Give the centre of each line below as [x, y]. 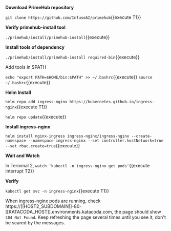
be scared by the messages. [35, 223]
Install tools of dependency [35, 47]
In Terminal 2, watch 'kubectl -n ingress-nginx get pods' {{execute [78, 166]
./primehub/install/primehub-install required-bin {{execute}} [72, 57]
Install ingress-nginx [28, 127]
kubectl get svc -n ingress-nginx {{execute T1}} [57, 191]
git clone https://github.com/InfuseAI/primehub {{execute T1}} [73, 17]
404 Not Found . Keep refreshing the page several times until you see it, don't [86, 217]
